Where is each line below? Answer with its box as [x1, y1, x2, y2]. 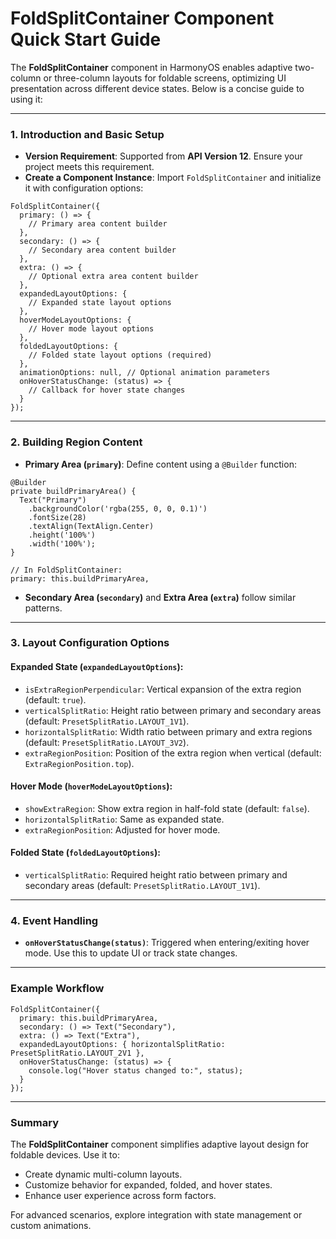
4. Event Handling [10, 913, 99, 927]
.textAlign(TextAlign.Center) [28, 521, 155, 531]
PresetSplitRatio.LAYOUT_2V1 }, [10, 1048, 145, 1058]
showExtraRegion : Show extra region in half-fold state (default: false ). [24, 802, 310, 814]
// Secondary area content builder [28, 245, 177, 256]
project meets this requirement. [24, 161, 155, 173]
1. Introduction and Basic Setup [10, 127, 165, 141]
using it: [10, 93, 43, 105]
